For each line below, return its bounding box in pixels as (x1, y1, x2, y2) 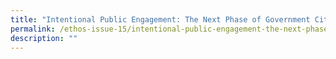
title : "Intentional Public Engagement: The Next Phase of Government (10, 14, 311, 25)
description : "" (10, 33, 78, 43)
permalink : (10, 24, 56, 34)
